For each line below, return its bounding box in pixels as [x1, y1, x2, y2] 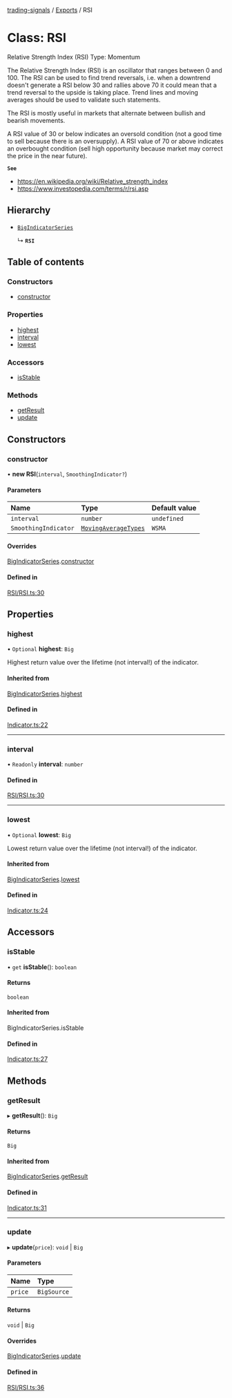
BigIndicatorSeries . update [7, 1352, 81, 1360]
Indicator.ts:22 [7, 720, 48, 729]
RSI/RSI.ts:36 [7, 1383, 45, 1391]
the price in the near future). [7, 151, 88, 160]
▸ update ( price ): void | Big [7, 1243, 84, 1251]
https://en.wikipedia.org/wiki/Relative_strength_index [17, 177, 168, 185]
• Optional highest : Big [7, 645, 74, 653]
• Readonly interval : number [7, 760, 84, 769]
